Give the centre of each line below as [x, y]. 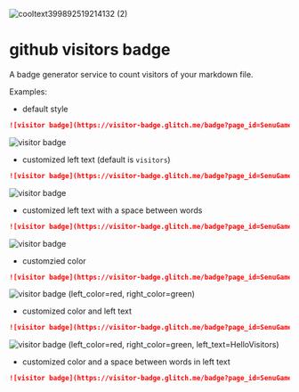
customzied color [54, 261]
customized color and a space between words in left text [126, 362]
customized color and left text [77, 311]
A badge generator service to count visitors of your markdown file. [131, 74]
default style [45, 109]
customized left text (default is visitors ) [96, 159]
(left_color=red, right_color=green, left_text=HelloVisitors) [174, 345]
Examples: [28, 91]
